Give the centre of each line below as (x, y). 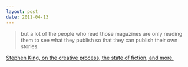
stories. (30, 46)
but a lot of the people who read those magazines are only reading (101, 33)
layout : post (22, 11)
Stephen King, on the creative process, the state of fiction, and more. (90, 58)
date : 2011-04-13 (27, 17)
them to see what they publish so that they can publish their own (99, 40)
